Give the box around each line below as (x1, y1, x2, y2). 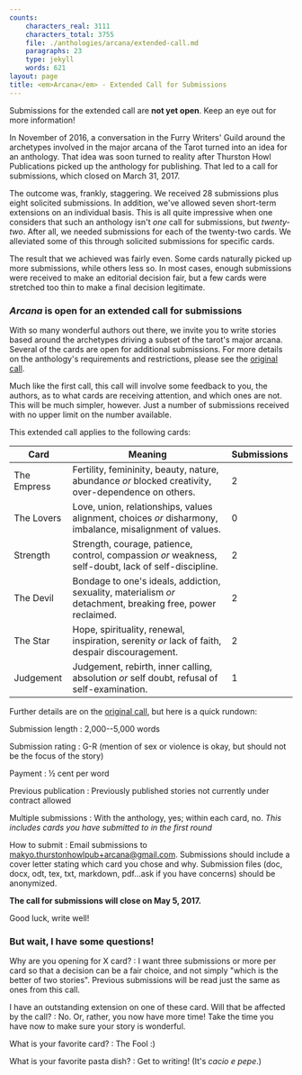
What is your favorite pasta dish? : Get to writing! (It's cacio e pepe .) (9, 1056, 262, 1067)
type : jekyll (25, 55, 75, 64)
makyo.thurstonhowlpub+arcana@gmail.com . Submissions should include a (9, 849, 290, 860)
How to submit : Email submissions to (9, 839, 148, 850)
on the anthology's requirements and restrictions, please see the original (9, 353, 279, 364)
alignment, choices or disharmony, (72, 511, 218, 524)
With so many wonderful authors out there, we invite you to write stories (9, 324, 277, 335)
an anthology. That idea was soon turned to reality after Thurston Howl (9, 150, 271, 162)
